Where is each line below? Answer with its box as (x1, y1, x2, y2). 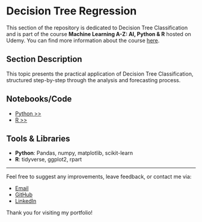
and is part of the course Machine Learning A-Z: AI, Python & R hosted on (6, 30, 191, 37)
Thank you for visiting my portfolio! (6, 209, 93, 217)
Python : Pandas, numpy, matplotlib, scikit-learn (14, 149, 133, 157)
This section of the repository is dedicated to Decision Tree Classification (6, 24, 188, 31)
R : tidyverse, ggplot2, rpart (14, 156, 82, 163)
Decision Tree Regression (6, 4, 137, 18)
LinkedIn (14, 197, 37, 205)
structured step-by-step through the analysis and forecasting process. (6, 76, 181, 83)
